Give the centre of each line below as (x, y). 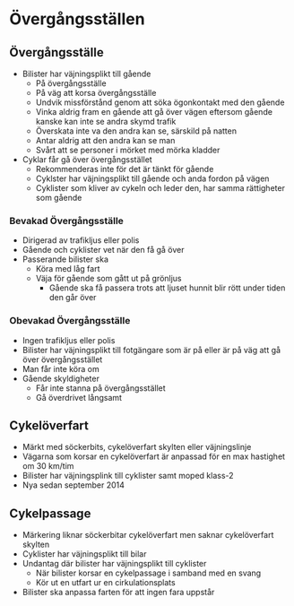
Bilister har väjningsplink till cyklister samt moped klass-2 (128, 476)
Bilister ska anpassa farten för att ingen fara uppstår (118, 593)
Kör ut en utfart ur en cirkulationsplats (106, 583)
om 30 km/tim (48, 466)
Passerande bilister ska (65, 259)
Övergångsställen (77, 19)
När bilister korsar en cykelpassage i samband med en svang (148, 573)
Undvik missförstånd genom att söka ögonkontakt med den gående (160, 102)
